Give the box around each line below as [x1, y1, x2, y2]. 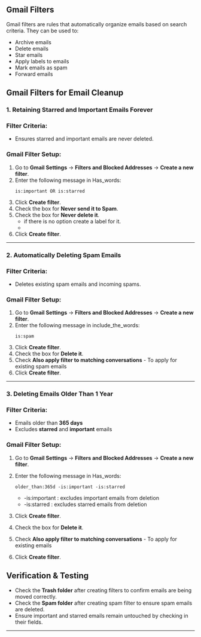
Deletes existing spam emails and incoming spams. [14, 281, 141, 288]
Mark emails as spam [14, 64, 68, 71]
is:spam [14, 333, 34, 340]
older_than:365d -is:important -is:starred [14, 484, 126, 490]
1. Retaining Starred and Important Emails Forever [6, 106, 153, 114]
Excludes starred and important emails [14, 426, 112, 433]
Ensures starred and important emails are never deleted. [14, 135, 154, 142]
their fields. [14, 618, 43, 626]
